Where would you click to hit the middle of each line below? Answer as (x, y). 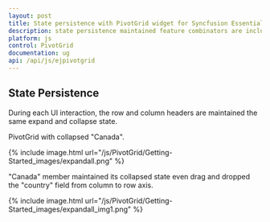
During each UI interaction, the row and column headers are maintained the (133, 113)
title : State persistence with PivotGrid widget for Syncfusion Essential (136, 23)
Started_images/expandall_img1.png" (70, 209)
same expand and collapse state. (63, 121)
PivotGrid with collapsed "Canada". (66, 137)
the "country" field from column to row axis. (81, 185)
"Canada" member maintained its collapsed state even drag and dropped (129, 176)
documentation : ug (39, 53)
